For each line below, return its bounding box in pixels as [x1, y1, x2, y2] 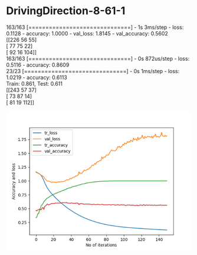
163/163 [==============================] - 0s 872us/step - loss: [6, 55, 190, 62]
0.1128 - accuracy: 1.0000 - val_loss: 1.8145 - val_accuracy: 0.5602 [6, 30, 168, 37]
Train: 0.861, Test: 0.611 [6, 80, 63, 87]
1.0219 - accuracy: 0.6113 [6, 74, 68, 81]
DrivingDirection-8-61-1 [6, 4, 126, 18]
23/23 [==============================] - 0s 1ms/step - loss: [6, 67, 180, 74]
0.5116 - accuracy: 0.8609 [6, 61, 70, 68]
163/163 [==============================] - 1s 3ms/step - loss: [6, 24, 184, 31]
